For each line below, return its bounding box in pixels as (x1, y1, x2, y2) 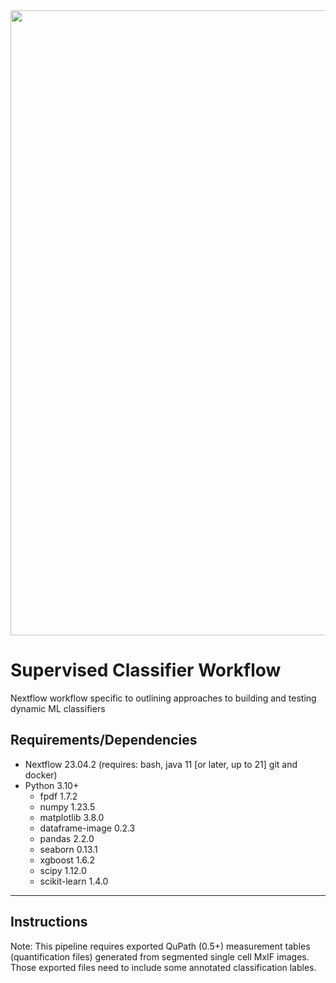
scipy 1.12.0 (39, 864, 87, 876)
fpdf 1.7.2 (39, 790, 78, 802)
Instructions (10, 914, 88, 931)
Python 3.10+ (24, 779, 80, 791)
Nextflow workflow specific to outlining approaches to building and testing (10, 692, 317, 704)
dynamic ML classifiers (10, 702, 106, 714)
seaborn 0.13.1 (39, 843, 98, 855)
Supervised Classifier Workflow (10, 659, 282, 682)
